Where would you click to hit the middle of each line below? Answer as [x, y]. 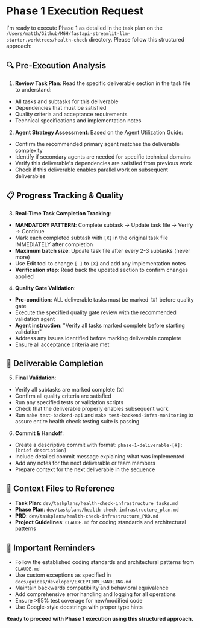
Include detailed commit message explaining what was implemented [100, 457]
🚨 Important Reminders [51, 547]
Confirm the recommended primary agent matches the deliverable [97, 144]
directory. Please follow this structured [136, 39]
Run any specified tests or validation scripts [69, 402]
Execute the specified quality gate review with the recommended [95, 312]
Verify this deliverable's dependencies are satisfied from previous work [103, 163]
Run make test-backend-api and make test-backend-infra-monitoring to [104, 415]
